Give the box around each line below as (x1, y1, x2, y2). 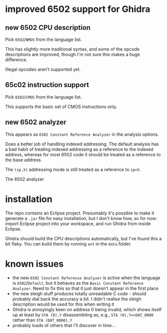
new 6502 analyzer (5, 118, 66, 126)
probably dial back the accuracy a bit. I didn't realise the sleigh (12, 296, 142, 302)
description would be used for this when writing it (12, 301, 115, 307)
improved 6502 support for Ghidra (5, 3, 151, 15)
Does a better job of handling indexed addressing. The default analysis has (5, 141, 159, 147)
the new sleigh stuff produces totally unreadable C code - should (12, 290, 146, 297)
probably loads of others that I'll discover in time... (12, 322, 116, 328)
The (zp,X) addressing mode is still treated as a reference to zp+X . (5, 166, 141, 172)
